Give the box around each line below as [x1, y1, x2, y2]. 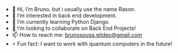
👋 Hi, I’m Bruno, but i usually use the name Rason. [11, 6, 136, 13]
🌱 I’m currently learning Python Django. [11, 18, 110, 25]
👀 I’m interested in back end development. [11, 12, 117, 19]
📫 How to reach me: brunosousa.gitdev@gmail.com [11, 32, 142, 38]
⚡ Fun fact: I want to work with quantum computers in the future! [11, 40, 173, 47]
